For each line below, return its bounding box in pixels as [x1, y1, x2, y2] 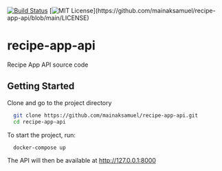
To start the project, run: [7, 130, 76, 139]
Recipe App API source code [7, 60, 89, 69]
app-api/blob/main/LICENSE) [7, 14, 89, 22]
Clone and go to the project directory [7, 98, 112, 106]
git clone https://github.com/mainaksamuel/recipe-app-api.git [13, 112, 198, 119]
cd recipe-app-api [13, 118, 67, 125]
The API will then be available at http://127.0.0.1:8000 [7, 157, 157, 165]
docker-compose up [13, 144, 67, 151]
